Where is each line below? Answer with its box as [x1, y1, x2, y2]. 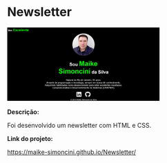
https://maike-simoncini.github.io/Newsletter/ [7, 148, 137, 156]
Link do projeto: [7, 135, 53, 143]
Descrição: [7, 108, 39, 116]
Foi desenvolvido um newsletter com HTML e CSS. [7, 122, 152, 130]
